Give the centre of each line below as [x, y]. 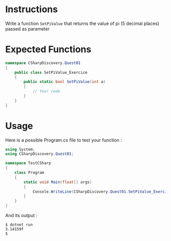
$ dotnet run [19, 225]
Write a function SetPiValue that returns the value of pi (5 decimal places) [82, 23]
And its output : [21, 216]
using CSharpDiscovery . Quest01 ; [39, 154]
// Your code [46, 92]
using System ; [20, 149]
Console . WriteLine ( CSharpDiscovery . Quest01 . [80, 192]
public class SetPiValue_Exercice [51, 72]
